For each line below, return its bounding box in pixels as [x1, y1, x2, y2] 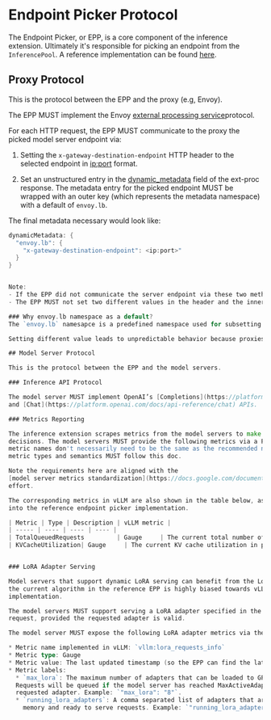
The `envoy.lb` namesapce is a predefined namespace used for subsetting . [8, 320, 265, 328]
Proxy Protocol [8, 73, 85, 86]
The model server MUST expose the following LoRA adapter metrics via [8, 629, 251, 638]
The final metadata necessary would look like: [8, 216, 161, 225]
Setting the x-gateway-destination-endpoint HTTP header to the [19, 149, 235, 159]
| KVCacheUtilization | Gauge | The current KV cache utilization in [8, 541, 258, 549]
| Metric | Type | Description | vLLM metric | [8, 519, 172, 527]
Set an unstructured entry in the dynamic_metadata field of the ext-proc [19, 174, 260, 183]
